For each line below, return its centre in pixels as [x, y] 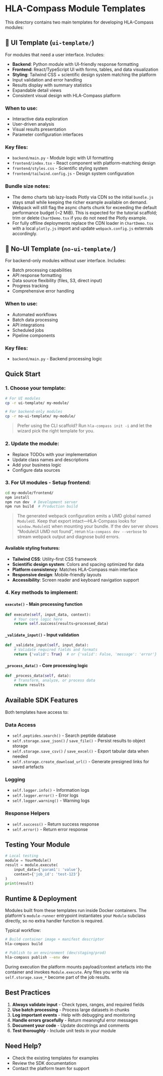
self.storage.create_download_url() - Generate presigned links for [81, 762]
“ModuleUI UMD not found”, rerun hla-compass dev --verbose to [82, 532]
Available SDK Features [42, 700]
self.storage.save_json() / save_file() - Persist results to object [79, 741]
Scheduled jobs [28, 330]
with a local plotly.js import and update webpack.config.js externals [83, 228]
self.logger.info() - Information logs [51, 790]
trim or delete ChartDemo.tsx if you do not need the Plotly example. [80, 218]
